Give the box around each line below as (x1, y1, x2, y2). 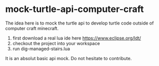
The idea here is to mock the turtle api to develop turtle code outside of (5, 20, 154, 26)
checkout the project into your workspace (12, 40, 100, 46)
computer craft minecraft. (5, 25, 59, 31)
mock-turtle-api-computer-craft (5, 3, 144, 15)
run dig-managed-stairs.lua (12, 45, 70, 51)
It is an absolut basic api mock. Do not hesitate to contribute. (5, 55, 132, 61)
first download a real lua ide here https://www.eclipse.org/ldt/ (12, 35, 141, 41)
